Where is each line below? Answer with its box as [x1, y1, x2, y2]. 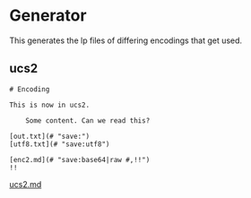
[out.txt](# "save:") [9, 132, 91, 141]
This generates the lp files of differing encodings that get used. [9, 35, 243, 46]
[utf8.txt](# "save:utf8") [9, 140, 110, 149]
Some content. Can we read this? [25, 116, 151, 125]
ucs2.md [9, 178, 42, 189]
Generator [9, 5, 87, 26]
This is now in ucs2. [9, 100, 91, 109]
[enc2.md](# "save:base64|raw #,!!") [9, 155, 151, 164]
